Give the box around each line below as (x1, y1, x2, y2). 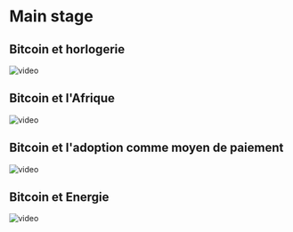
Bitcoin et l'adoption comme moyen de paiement (9, 140, 284, 156)
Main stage (9, 6, 94, 27)
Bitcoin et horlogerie (9, 42, 126, 57)
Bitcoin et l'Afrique (9, 91, 116, 106)
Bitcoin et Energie (9, 189, 110, 205)
